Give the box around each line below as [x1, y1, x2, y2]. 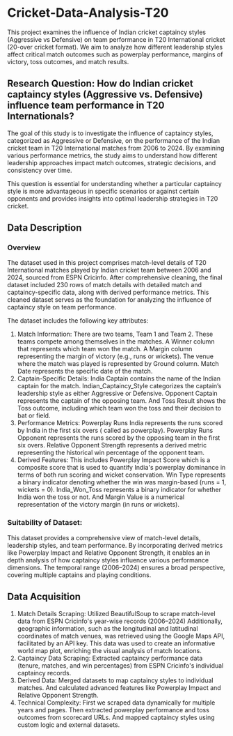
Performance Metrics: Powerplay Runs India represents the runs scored [17, 419, 223, 427]
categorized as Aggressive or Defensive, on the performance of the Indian [7, 136, 220, 144]
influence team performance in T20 [7, 100, 165, 112]
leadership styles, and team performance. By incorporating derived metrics [7, 541, 223, 549]
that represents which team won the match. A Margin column [17, 345, 193, 353]
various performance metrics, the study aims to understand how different [7, 151, 218, 160]
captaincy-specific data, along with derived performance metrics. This [7, 288, 209, 297]
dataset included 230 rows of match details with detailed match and [7, 281, 202, 289]
